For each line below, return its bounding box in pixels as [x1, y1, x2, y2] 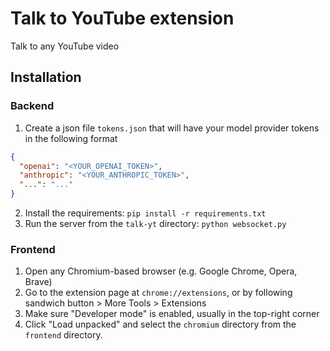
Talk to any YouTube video [10, 40, 120, 52]
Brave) [24, 276, 53, 288]
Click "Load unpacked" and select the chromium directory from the [24, 318, 297, 331]
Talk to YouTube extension [10, 7, 235, 30]
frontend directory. [24, 329, 103, 341]
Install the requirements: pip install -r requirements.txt [24, 207, 267, 219]
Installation [10, 69, 82, 86]
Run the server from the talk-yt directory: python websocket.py [24, 218, 287, 229]
